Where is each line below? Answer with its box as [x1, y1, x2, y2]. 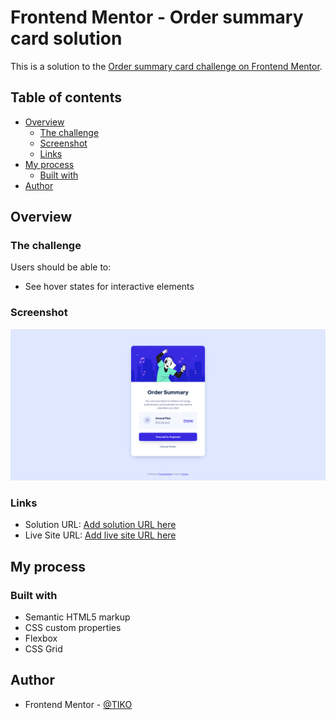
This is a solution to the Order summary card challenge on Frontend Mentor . [10, 60, 323, 72]
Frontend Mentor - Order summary [10, 6, 304, 29]
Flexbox [24, 632, 58, 644]
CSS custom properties [24, 621, 122, 633]
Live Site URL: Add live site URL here [24, 529, 177, 541]
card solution [10, 27, 123, 50]
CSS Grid [24, 642, 63, 655]
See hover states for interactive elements [24, 281, 195, 293]
